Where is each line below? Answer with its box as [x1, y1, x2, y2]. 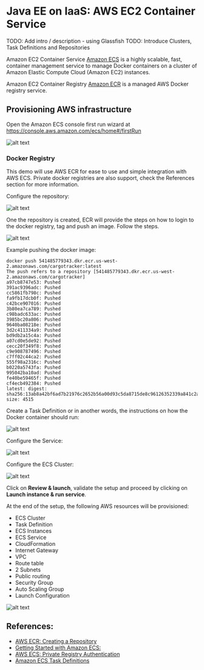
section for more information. [6, 181, 80, 188]
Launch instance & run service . [6, 491, 87, 498]
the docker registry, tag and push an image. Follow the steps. [6, 223, 160, 230]
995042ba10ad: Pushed [6, 370, 61, 376]
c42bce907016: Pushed [6, 301, 61, 307]
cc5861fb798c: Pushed [6, 290, 61, 296]
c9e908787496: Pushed [6, 349, 61, 355]
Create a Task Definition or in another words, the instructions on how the [6, 407, 188, 414]
